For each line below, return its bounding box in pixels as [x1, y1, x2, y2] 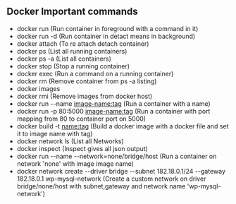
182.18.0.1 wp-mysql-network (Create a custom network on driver [16, 174, 206, 183]
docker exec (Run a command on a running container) [16, 69, 174, 78]
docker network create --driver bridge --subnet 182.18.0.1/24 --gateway [16, 167, 226, 175]
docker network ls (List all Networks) [16, 137, 124, 145]
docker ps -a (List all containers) [16, 54, 112, 63]
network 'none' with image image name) [16, 159, 135, 168]
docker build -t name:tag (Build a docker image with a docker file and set [16, 121, 229, 130]
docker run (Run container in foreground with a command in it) [16, 24, 199, 32]
